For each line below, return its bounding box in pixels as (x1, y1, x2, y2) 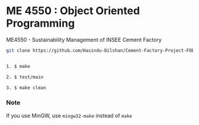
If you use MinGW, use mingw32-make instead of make (6, 112, 132, 119)
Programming (6, 17, 75, 30)
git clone (6, 47, 31, 54)
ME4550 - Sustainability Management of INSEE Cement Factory (6, 36, 162, 43)
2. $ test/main (6, 74, 44, 80)
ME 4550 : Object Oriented (6, 4, 140, 18)
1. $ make (6, 63, 31, 69)
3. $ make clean (6, 84, 46, 91)
